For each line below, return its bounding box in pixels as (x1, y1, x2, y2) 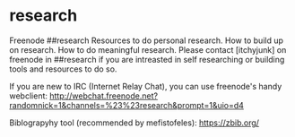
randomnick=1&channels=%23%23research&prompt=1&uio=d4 (9, 99, 245, 110)
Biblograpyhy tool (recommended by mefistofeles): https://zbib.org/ (9, 117, 260, 128)
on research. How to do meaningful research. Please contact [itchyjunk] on (9, 44, 287, 55)
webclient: (9, 90, 48, 101)
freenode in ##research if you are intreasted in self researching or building (9, 54, 285, 64)
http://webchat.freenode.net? (48, 90, 159, 101)
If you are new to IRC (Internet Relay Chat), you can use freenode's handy (9, 81, 282, 91)
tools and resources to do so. (9, 64, 117, 74)
